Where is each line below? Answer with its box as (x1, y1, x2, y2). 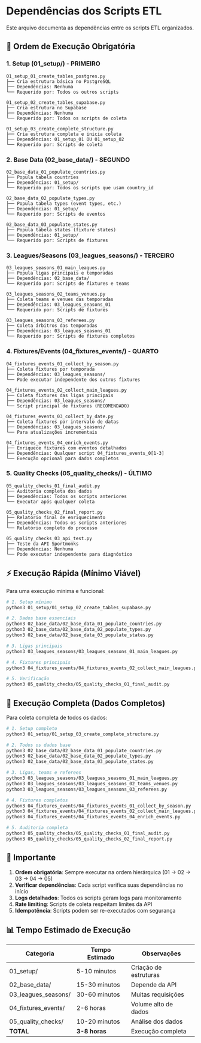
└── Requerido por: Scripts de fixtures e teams (6, 281, 130, 287)
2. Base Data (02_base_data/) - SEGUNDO (6, 155, 130, 163)
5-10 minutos (76, 967, 117, 976)
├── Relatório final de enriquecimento (6, 514, 106, 520)
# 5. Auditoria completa (6, 825, 68, 831)
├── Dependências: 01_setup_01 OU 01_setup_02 (6, 136, 124, 142)
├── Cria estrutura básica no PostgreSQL (6, 78, 111, 85)
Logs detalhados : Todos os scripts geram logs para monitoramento (14, 894, 182, 901)
